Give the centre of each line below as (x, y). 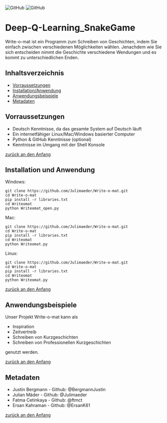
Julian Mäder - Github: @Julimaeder (50, 395)
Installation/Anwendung (37, 90)
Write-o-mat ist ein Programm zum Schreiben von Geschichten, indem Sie (81, 41)
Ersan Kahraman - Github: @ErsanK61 (51, 405)
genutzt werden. (22, 352)
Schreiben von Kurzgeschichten (45, 337)
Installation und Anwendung (50, 170)
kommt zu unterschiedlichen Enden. (42, 57)
